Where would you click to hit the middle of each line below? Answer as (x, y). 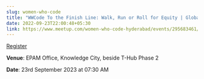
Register (17, 46)
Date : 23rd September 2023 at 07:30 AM (58, 70)
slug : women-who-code (34, 12)
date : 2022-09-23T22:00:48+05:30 (49, 23)
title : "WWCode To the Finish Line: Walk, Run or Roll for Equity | (95, 18)
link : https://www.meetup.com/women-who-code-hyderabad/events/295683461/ (103, 29)
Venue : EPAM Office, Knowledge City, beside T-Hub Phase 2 (83, 58)
